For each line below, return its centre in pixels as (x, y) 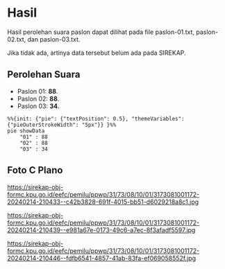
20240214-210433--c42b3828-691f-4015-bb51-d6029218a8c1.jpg (103, 202)
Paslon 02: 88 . (38, 98)
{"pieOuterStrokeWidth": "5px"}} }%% (62, 125)
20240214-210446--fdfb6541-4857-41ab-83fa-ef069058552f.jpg (102, 258)
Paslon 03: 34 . (38, 106)
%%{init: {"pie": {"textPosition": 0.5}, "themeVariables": (96, 119)
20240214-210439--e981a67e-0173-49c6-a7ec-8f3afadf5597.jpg (101, 229)
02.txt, (17, 39)
